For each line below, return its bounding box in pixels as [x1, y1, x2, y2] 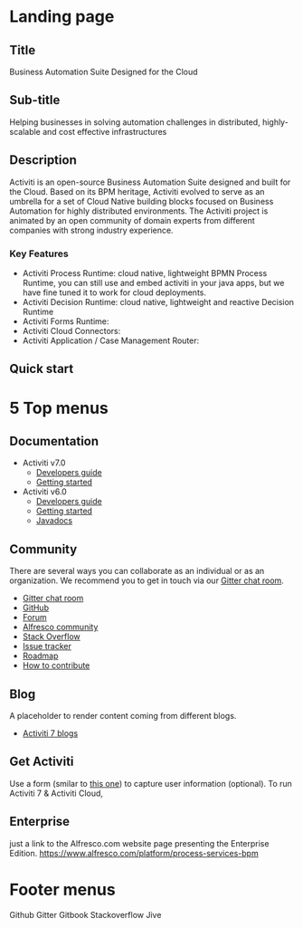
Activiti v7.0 [22, 457, 66, 468]
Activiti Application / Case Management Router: [22, 335, 200, 346]
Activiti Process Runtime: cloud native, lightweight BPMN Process [22, 267, 268, 278]
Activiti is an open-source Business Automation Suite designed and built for [9, 177, 291, 187]
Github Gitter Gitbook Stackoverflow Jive [9, 909, 162, 920]
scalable [9, 126, 41, 137]
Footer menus [9, 879, 116, 900]
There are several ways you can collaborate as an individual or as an [9, 566, 265, 577]
